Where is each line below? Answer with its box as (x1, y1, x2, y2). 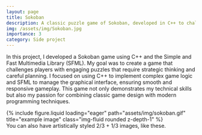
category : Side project (6, 37, 66, 43)
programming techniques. (6, 98, 70, 105)
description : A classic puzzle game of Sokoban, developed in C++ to (6, 20, 185, 26)
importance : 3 (6, 31, 42, 37)
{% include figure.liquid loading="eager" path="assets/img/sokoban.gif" (6, 109, 186, 116)
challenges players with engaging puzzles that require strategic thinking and (6, 66, 195, 73)
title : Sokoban (6, 14, 44, 20)
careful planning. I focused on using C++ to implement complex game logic (6, 73, 193, 79)
